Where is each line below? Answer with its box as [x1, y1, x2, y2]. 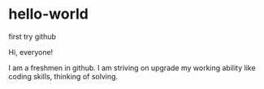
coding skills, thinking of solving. [8, 71, 119, 81]
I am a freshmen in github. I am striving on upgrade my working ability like [8, 62, 256, 73]
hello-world [8, 5, 89, 23]
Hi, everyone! [8, 47, 54, 57]
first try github [8, 32, 57, 41]
